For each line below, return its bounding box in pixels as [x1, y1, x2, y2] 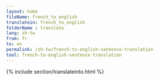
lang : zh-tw [6, 30, 35, 36]
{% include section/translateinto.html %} [6, 68, 104, 75]
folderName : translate [6, 25, 65, 31]
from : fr [6, 36, 28, 41]
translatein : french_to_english [6, 19, 85, 25]
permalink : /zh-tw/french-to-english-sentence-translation [6, 47, 154, 53]
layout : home [6, 8, 38, 15]
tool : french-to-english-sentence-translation [6, 52, 122, 58]
